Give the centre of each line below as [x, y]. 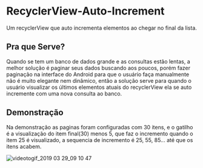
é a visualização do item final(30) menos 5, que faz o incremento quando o [100, 134]
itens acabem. [24, 146]
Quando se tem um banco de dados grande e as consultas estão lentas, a [98, 61]
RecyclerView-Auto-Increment [85, 11]
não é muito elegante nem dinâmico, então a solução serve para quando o [99, 80]
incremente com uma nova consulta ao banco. [64, 93]
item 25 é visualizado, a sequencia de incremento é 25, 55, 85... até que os [100, 140]
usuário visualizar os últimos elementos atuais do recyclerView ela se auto [99, 87]
